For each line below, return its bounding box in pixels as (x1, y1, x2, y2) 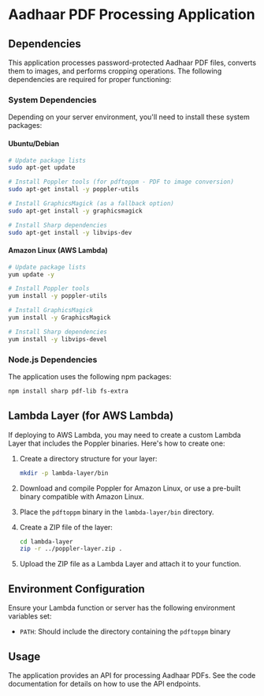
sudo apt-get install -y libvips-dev (8, 228, 132, 236)
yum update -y (8, 270, 55, 278)
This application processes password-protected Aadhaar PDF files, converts (8, 58, 257, 67)
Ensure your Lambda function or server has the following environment (8, 603, 236, 613)
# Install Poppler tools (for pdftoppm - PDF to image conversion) (8, 178, 235, 186)
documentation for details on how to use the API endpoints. (8, 679, 201, 688)
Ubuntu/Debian (8, 138, 60, 148)
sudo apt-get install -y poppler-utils (8, 186, 139, 194)
